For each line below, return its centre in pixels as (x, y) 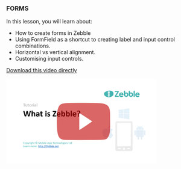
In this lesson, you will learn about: (49, 22)
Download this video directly (42, 70)
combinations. (33, 46)
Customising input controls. (49, 59)
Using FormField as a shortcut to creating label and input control (95, 40)
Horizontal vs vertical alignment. (55, 52)
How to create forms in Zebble (53, 33)
